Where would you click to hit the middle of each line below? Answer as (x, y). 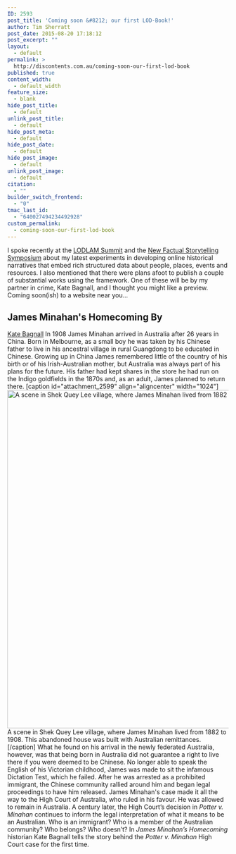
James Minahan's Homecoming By (85, 317)
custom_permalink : (34, 223)
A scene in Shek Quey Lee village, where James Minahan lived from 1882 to (117, 732)
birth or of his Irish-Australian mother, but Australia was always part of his (114, 364)
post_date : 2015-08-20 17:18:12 (54, 33)
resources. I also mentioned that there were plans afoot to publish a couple (116, 273)
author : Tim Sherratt (39, 27)
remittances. (183, 740)
